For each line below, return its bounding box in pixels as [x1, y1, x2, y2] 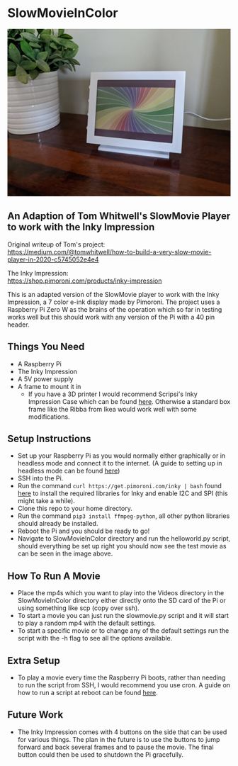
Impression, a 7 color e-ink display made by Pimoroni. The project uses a [7, 298, 220, 306]
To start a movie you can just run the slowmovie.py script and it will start [17, 612, 229, 620]
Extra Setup [7, 654, 60, 667]
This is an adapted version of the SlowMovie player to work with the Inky [7, 290, 220, 298]
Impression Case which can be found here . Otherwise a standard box [28, 397, 231, 405]
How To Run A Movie [7, 570, 101, 582]
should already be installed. [17, 519, 98, 528]
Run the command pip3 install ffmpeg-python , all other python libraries [17, 512, 230, 520]
